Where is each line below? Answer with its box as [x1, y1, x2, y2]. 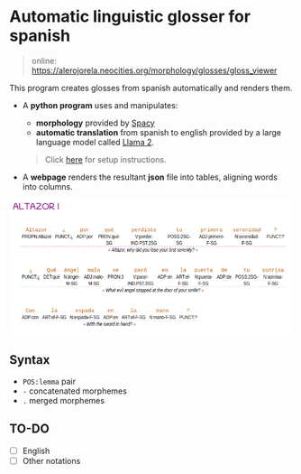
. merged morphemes [22, 395, 105, 405]
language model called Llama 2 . [35, 136, 155, 147]
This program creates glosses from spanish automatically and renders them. [9, 82, 293, 93]
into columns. [22, 181, 74, 191]
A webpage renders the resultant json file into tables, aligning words [22, 172, 278, 182]
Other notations [22, 455, 81, 466]
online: [31, 55, 57, 66]
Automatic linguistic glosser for [9, 6, 251, 27]
